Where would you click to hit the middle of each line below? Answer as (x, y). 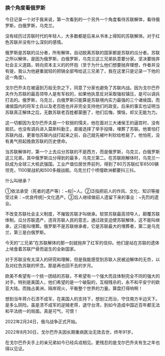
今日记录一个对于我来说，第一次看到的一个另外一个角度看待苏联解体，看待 (80, 19)
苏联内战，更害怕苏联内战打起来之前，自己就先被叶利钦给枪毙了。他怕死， (80, 135)
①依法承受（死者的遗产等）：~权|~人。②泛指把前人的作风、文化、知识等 (80, 191)
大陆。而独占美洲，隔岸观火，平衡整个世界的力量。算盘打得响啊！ (76, 289)
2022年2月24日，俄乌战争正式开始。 (42, 322)
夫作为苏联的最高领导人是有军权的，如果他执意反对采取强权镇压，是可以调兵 (82, 94)
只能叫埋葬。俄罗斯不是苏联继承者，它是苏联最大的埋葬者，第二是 (84, 226)
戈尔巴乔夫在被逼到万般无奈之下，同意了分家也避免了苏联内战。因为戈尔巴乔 (82, 88)
